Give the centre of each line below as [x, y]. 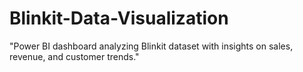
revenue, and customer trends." [74, 56]
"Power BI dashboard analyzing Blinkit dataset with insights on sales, [151, 46]
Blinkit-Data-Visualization [119, 18]
